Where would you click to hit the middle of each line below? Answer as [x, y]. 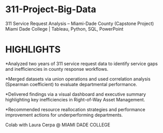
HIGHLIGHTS [33, 50]
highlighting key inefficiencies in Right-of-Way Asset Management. [75, 99]
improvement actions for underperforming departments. [64, 115]
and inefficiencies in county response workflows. [57, 69]
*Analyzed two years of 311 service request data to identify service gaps [81, 63]
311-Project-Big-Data [51, 9]
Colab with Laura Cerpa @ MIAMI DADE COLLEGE [58, 125]
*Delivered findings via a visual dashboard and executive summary [76, 94]
